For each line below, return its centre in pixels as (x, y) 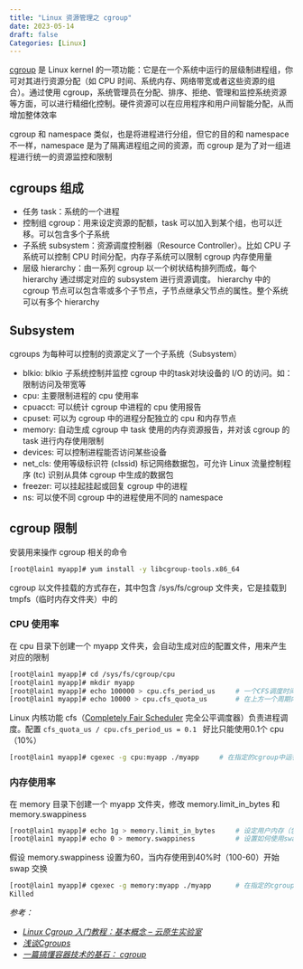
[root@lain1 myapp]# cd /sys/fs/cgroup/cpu (92, 674)
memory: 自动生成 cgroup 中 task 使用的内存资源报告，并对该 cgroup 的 (156, 429)
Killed (22, 894)
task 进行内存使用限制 (63, 440)
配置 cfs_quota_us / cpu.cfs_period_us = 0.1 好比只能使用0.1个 (147, 729)
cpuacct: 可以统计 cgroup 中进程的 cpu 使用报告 (112, 407)
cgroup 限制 (43, 528)
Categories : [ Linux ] (48, 43)
